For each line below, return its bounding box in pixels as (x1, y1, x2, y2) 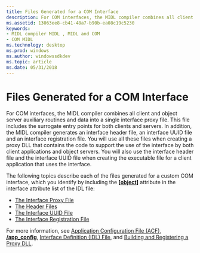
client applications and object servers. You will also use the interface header (6, 148, 194, 156)
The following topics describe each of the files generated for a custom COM (6, 172, 194, 179)
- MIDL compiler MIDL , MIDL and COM (6, 31, 100, 37)
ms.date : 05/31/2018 (6, 64, 58, 71)
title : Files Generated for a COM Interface (6, 8, 119, 15)
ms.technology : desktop (6, 42, 66, 48)
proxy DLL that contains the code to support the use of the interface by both (6, 142, 194, 149)
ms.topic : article (6, 59, 52, 65)
